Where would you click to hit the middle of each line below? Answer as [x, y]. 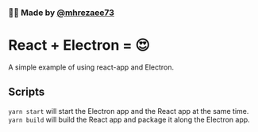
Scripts [27, 92]
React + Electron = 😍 [79, 45]
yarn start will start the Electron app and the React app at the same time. [129, 111]
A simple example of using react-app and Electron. [91, 67]
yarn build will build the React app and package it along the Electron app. [129, 119]
